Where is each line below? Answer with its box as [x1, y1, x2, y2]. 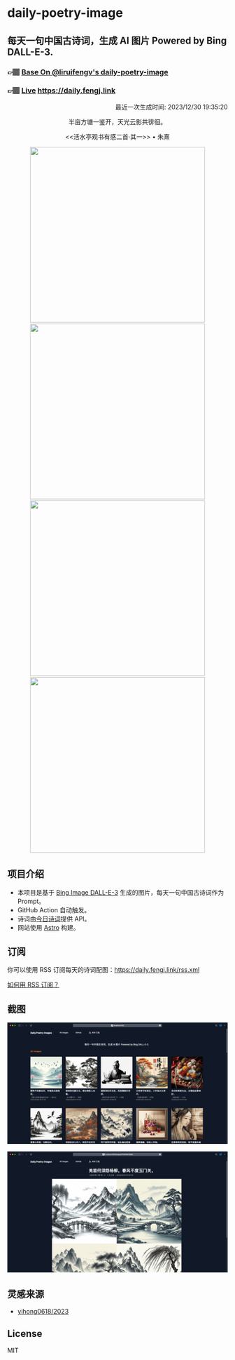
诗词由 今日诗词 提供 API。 [17, 914, 91, 923]
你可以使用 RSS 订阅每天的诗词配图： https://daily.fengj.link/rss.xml [7, 966, 200, 974]
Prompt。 [17, 897, 45, 905]
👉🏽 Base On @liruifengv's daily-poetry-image [7, 67, 169, 76]
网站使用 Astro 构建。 [17, 923, 80, 931]
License [7, 1328, 43, 1340]
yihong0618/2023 [17, 1307, 69, 1316]
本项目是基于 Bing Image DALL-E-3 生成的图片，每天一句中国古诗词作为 [17, 888, 225, 896]
